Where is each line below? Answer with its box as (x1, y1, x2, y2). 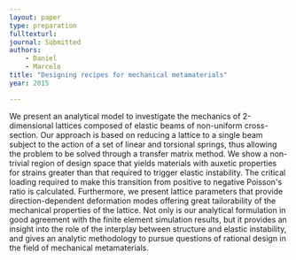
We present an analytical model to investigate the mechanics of (9, 111, 241, 121)
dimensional (9, 120, 54, 131)
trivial (9, 157, 29, 168)
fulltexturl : (9, 29, 58, 38)
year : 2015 (9, 79, 50, 88)
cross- (244, 120, 269, 131)
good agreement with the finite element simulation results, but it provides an (9, 214, 288, 225)
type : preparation (9, 21, 77, 30)
